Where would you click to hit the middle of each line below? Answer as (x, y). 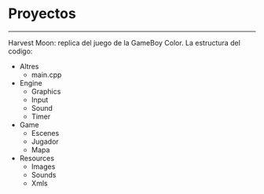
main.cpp (46, 75)
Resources (37, 158)
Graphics (46, 91)
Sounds (44, 174)
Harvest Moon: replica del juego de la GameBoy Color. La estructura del (125, 42)
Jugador (45, 141)
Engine (31, 82)
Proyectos (42, 14)
